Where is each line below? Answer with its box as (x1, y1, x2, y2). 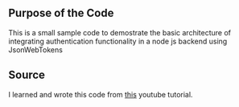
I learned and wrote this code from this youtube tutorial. (8, 89, 193, 99)
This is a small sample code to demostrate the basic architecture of (8, 27, 232, 37)
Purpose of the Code (8, 6, 114, 20)
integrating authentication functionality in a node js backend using (8, 36, 228, 46)
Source (8, 68, 46, 82)
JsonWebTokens (8, 44, 63, 55)
